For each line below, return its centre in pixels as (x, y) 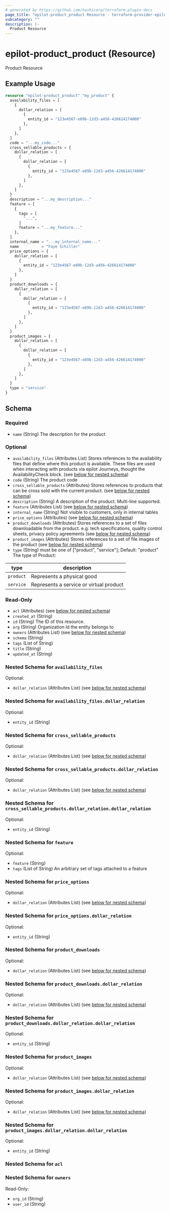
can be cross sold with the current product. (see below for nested (81, 491)
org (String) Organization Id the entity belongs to (63, 627)
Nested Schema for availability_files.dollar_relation (75, 701)
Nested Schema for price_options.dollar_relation (69, 916)
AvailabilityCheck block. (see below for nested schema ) (71, 474)
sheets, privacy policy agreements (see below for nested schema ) (81, 534)
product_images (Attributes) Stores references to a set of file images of (86, 539)
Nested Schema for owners (38, 1178)
